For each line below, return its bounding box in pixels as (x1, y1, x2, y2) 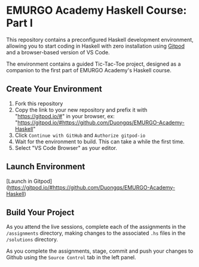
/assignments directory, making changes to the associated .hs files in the (6, 229, 186, 237)
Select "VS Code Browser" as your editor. (14, 144, 118, 151)
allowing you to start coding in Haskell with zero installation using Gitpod (6, 42, 185, 50)
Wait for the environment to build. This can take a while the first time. (14, 138, 185, 145)
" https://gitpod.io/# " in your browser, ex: (14, 112, 115, 119)
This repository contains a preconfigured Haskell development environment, (6, 36, 194, 43)
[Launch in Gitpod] (6, 177, 53, 185)
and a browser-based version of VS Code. (6, 48, 110, 56)
